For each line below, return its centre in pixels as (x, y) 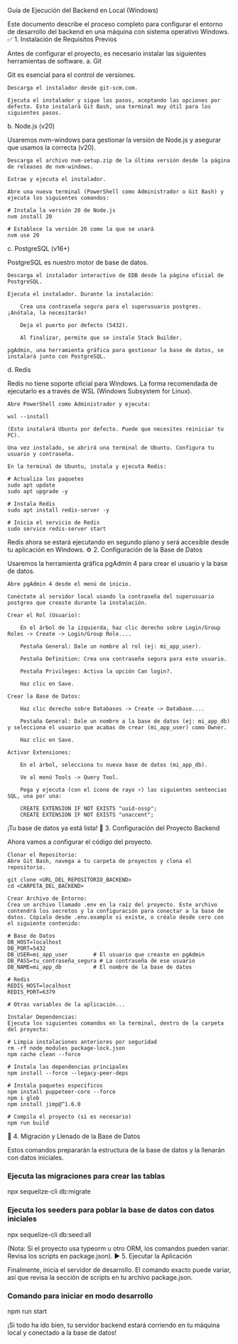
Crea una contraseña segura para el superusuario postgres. (111, 306)
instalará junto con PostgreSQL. (57, 356)
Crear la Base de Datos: (44, 696)
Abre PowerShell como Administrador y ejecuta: (79, 404)
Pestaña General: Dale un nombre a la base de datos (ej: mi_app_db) (125, 721)
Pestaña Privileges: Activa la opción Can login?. (97, 671)
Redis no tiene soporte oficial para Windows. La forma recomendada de (113, 383)
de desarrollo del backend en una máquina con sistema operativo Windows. (118, 32)
